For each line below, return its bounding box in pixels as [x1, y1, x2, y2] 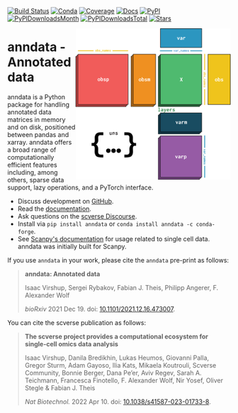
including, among [7, 167, 58, 177]
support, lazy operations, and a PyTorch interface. [7, 183, 154, 192]
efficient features [7, 160, 58, 169]
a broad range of [7, 145, 57, 154]
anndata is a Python [7, 92, 66, 101]
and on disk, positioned [7, 123, 76, 131]
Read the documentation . [17, 204, 92, 213]
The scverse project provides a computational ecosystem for [24, 332, 209, 341]
